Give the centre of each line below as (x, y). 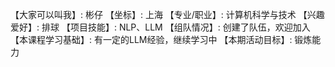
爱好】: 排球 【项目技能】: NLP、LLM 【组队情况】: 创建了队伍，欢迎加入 (160, 27)
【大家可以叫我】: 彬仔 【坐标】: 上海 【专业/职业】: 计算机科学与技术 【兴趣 (167, 14)
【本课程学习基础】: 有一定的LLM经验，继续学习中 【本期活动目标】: (151, 39)
